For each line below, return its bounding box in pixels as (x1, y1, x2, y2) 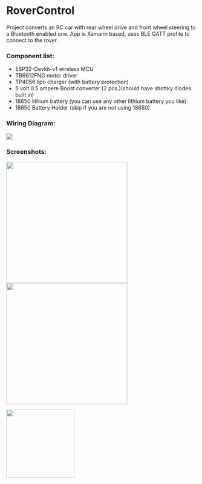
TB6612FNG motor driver (15, 72, 77, 79)
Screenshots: (6, 148, 47, 156)
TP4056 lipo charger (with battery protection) (15, 78, 129, 85)
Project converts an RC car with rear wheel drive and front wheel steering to (6, 24, 196, 31)
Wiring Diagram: (6, 119, 56, 128)
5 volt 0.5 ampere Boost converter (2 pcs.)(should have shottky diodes (15, 85, 192, 92)
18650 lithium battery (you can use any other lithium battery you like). (15, 98, 189, 105)
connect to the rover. (6, 36, 59, 44)
